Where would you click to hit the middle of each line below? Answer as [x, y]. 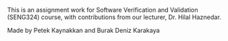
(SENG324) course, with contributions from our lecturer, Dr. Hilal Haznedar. [114, 17]
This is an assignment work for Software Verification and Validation [103, 10]
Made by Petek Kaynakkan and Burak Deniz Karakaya [84, 30]
